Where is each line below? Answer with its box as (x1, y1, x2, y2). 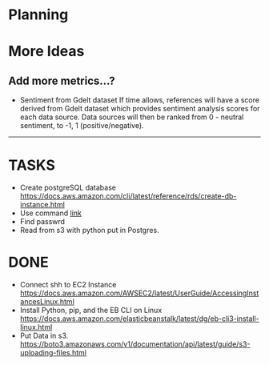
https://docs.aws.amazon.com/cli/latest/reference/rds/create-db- (19, 191, 237, 201)
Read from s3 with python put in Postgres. (19, 226, 159, 235)
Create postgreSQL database (19, 182, 116, 193)
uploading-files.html (19, 348, 86, 358)
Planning (8, 6, 69, 24)
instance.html (19, 200, 66, 210)
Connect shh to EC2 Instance (19, 280, 117, 290)
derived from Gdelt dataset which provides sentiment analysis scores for (19, 104, 260, 114)
